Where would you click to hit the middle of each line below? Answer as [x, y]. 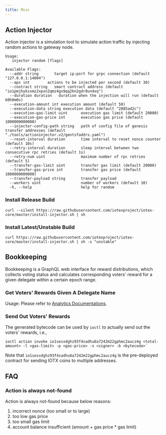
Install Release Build [30, 200]
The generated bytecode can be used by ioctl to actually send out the [78, 327]
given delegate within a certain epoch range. [51, 279]
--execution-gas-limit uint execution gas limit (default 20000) [84, 113]
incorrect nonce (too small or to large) [51, 411]
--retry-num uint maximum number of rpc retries [78, 157]
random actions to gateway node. [40, 47]
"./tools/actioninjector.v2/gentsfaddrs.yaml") [55, 135]
